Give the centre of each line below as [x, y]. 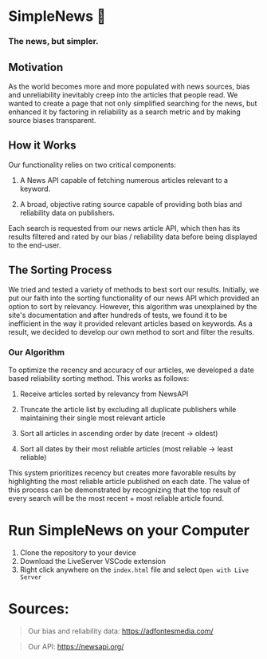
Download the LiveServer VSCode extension [92, 561]
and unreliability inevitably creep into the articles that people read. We [123, 94]
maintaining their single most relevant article [92, 418]
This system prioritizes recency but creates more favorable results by [122, 472]
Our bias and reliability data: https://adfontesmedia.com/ [120, 631]
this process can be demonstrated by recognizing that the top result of [124, 490]
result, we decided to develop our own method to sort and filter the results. [132, 331]
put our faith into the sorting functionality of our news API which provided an [134, 298]
